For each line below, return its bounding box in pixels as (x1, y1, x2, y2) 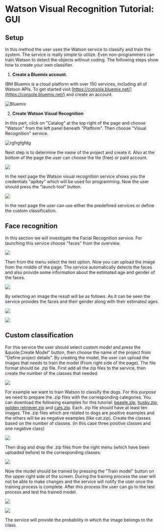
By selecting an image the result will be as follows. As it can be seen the (5, 293, 151, 299)
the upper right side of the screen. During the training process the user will (5, 473, 156, 479)
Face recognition (5, 222, 58, 230)
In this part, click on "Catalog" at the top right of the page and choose (5, 120, 146, 126)
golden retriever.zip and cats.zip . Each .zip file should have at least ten (5, 404, 148, 410)
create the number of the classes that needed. (5, 370, 99, 376)
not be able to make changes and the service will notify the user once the (5, 479, 153, 484)
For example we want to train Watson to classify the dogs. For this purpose (5, 389, 156, 395)
